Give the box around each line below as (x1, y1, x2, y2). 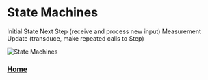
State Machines (7, 5, 98, 20)
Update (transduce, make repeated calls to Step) (7, 34, 145, 42)
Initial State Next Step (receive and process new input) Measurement (7, 27, 202, 35)
